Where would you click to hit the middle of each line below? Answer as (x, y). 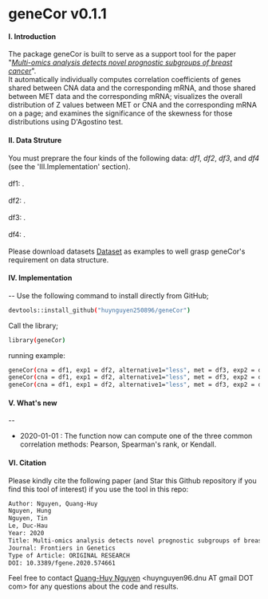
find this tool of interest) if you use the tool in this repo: (99, 489)
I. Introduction (32, 36)
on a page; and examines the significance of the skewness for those (120, 113)
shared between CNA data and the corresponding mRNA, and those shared (132, 88)
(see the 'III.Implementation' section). (69, 166)
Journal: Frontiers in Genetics (62, 548)
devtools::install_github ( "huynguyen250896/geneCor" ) (100, 310)
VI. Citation (27, 463)
